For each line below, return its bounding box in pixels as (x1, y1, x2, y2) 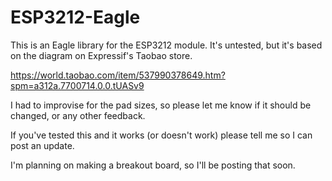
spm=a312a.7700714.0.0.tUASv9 (10, 79, 145, 91)
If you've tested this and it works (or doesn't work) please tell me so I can (10, 129, 313, 141)
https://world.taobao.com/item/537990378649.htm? (10, 69, 226, 81)
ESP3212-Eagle (10, 6, 141, 29)
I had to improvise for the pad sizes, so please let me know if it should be (10, 99, 312, 111)
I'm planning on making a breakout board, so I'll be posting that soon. (10, 159, 296, 171)
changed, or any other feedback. (10, 109, 146, 121)
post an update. (10, 139, 75, 151)
